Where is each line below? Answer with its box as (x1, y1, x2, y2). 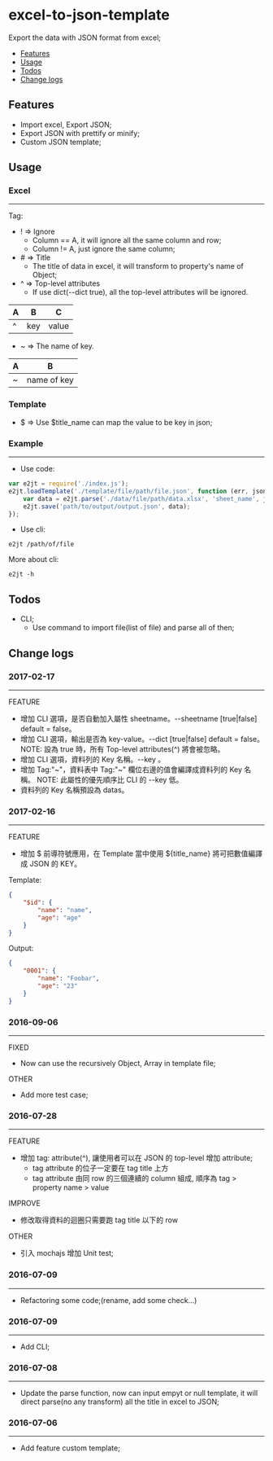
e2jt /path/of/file (8, 540, 75, 549)
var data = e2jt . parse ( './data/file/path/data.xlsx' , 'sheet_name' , (23, 494, 260, 502)
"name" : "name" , (37, 906, 93, 914)
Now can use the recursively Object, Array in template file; (19, 1059, 216, 1068)
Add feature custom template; (19, 1443, 120, 1453)
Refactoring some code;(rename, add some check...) (19, 1295, 197, 1305)
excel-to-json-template (8, 6, 171, 24)
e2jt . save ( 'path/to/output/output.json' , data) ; (23, 502, 191, 511)
